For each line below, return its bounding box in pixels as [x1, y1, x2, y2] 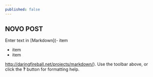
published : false [5, 7, 40, 12]
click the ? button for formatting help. [5, 66, 80, 72]
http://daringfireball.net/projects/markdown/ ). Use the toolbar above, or [5, 61, 148, 67]
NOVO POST [5, 25, 43, 33]
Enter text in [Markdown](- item [5, 38, 68, 43]
